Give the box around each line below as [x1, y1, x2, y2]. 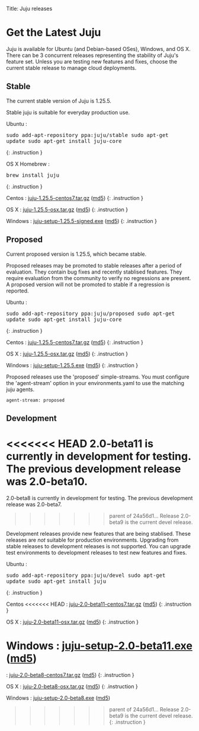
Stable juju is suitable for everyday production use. [6, 109, 130, 116]
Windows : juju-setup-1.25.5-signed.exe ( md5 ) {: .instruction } [6, 217, 158, 224]
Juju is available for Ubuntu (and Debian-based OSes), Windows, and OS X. [6, 45, 191, 52]
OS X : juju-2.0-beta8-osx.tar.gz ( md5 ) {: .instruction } [6, 682, 138, 690]
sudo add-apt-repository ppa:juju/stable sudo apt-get [6, 132, 169, 138]
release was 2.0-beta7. [6, 501, 62, 508]
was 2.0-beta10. [6, 475, 88, 488]
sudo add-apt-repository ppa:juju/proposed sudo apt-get [6, 310, 175, 317]
